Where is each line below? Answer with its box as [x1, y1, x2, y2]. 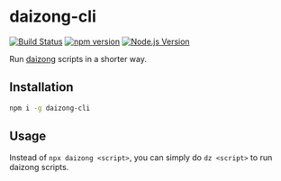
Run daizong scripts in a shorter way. [9, 53, 147, 64]
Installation [9, 79, 74, 95]
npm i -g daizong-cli [9, 104, 91, 113]
